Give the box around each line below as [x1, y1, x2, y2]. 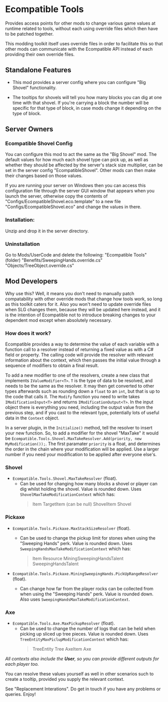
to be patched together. [5, 31, 54, 37]
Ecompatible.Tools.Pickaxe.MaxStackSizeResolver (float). [12, 525, 131, 531]
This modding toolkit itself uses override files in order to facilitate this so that [5, 40, 163, 46]
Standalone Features [5, 66, 71, 74]
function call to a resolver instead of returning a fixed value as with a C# [5, 346, 154, 353]
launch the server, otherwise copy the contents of [5, 193, 108, 199]
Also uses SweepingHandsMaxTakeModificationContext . [19, 596, 130, 602]
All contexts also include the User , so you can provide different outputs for [5, 656, 159, 662]
